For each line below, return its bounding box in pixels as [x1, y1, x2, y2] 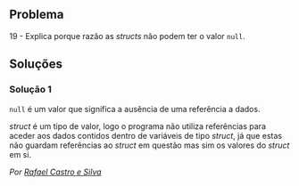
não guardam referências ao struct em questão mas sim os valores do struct [9, 140, 290, 150]
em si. [9, 149, 32, 159]
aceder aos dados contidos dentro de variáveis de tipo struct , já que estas [9, 130, 283, 141]
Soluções [9, 57, 62, 72]
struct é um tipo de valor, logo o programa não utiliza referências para [9, 120, 266, 132]
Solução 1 [9, 84, 52, 96]
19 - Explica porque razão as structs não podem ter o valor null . [9, 30, 245, 41]
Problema [9, 7, 64, 22]
